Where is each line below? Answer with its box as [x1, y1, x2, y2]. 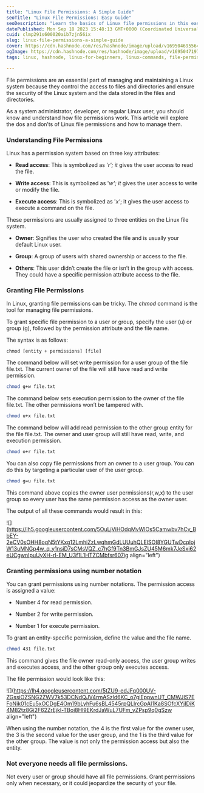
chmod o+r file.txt [6, 448, 56, 454]
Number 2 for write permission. [15, 610, 94, 618]
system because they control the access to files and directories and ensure [6, 83, 195, 90]
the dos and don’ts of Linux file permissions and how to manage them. [6, 120, 183, 128]
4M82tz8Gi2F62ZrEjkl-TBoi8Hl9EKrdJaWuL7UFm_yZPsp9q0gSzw [6, 706, 172, 713]
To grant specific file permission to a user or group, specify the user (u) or [6, 318, 192, 326]
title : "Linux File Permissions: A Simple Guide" [6, 9, 135, 15]
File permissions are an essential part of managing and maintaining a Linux [6, 76, 193, 83]
